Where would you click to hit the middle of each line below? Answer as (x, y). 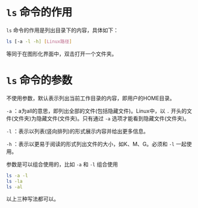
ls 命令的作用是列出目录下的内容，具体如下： (63, 30)
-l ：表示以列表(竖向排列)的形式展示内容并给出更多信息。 (78, 131)
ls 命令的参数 (39, 80)
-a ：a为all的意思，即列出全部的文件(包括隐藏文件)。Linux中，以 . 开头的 (97, 111)
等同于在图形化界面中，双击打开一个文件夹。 (62, 54)
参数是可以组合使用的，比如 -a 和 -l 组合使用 (62, 164)
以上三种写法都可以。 (32, 199)
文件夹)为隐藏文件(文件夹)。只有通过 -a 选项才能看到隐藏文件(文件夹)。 (101, 118)
